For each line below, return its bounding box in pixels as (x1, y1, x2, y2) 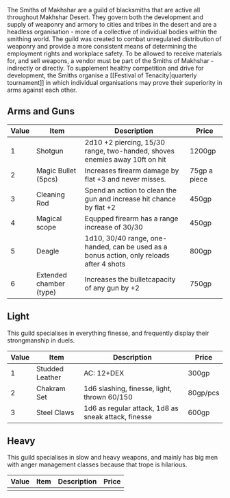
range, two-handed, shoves (84, 146, 175, 155)
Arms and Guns (7, 105, 75, 117)
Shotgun (36, 146, 64, 155)
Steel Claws (36, 408, 75, 417)
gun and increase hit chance (84, 194, 177, 203)
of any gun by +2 (84, 283, 140, 292)
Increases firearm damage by (84, 166, 179, 175)
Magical (36, 214, 62, 223)
